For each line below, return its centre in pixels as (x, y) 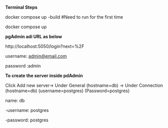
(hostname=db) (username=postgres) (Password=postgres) (67, 91)
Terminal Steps (21, 7)
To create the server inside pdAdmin (44, 76)
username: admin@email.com (36, 56)
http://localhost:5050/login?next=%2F (45, 46)
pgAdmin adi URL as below (34, 37)
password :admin (23, 66)
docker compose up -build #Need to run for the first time (64, 17)
